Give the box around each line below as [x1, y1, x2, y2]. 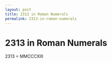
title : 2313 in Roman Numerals [5, 12, 68, 17]
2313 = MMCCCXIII [5, 53, 44, 59]
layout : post [5, 7, 32, 12]
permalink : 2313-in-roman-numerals [5, 16, 77, 21]
